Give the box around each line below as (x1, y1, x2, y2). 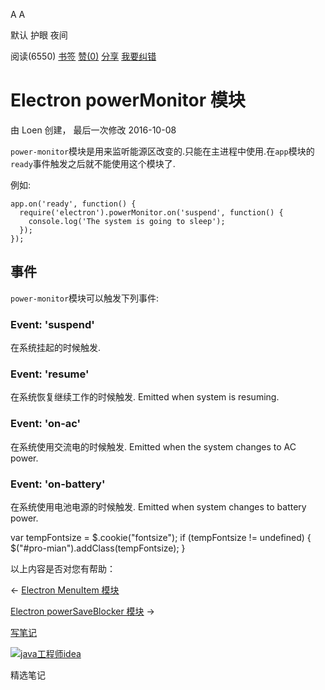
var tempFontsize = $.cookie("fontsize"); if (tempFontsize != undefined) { (10, 531, 312, 543)
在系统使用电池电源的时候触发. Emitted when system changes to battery (10, 500, 307, 513)
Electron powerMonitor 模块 (10, 89, 246, 112)
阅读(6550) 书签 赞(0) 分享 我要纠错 (10, 50, 157, 62)
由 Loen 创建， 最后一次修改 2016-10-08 (10, 124, 177, 136)
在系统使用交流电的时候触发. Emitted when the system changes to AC (10, 440, 297, 453)
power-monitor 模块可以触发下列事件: (10, 292, 160, 304)
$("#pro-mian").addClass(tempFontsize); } (10, 542, 186, 554)
